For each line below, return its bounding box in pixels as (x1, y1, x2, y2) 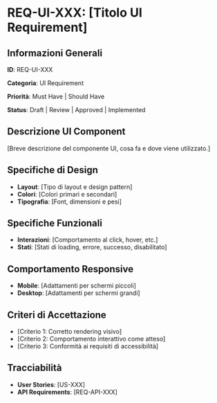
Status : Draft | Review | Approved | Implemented (7, 106, 146, 114)
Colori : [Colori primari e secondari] (17, 190, 117, 198)
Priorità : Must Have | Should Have (7, 92, 105, 100)
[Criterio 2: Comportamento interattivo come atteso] (17, 334, 166, 343)
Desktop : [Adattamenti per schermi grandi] (17, 289, 140, 297)
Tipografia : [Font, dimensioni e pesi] (17, 197, 122, 206)
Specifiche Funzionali (7, 217, 102, 229)
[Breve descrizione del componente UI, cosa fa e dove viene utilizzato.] (7, 144, 211, 152)
